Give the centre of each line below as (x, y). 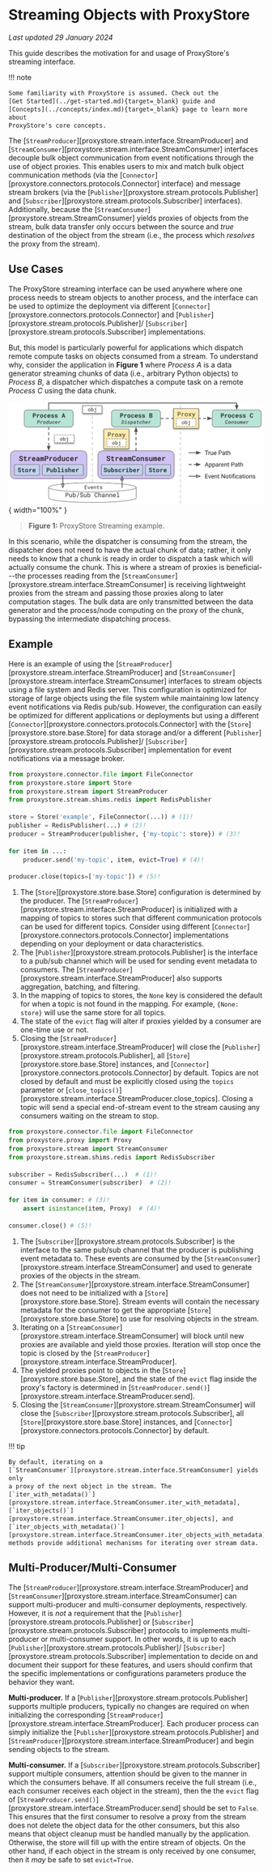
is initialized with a (207, 909)
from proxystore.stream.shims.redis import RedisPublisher (110, 800)
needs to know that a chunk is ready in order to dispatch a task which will (131, 559)
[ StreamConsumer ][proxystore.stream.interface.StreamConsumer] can (123, 1596)
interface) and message (201, 183)
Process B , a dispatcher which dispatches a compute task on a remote (126, 381)
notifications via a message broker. (67, 758)
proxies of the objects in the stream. (80, 1275)
